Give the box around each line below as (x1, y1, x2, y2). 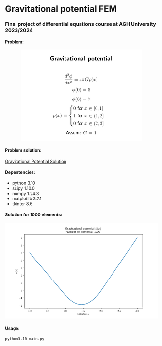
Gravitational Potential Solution (5, 158, 66, 164)
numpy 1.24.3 (12, 190, 39, 196)
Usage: (5, 325, 20, 331)
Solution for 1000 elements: (5, 212, 63, 218)
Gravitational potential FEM (5, 3, 117, 15)
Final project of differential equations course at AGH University (5, 21, 156, 28)
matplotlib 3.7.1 (12, 196, 42, 201)
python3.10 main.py (5, 336, 45, 342)
